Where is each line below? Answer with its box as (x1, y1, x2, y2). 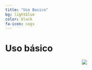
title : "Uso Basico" (5, 7, 49, 12)
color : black (5, 16, 33, 21)
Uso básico (5, 43, 53, 54)
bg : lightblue (5, 12, 35, 17)
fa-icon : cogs (5, 21, 35, 26)
